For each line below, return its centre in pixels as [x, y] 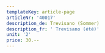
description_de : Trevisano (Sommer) [53, 23]
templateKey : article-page [41, 12]
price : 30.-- [23, 40]
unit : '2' [19, 35]
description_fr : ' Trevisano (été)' [53, 29]
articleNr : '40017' [31, 18]
